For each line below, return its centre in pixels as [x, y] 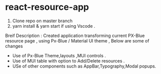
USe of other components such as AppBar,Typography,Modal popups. [84, 66]
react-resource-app [47, 7]
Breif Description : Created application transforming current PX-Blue [75, 36]
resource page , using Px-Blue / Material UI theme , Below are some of [77, 40]
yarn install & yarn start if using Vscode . [54, 26]
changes [14, 46]
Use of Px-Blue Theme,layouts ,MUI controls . [59, 55]
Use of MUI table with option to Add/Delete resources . [69, 61]
